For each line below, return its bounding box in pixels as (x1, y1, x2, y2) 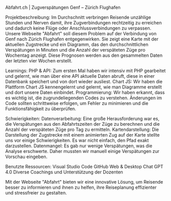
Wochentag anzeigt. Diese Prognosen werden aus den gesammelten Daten (5, 52, 163, 58)
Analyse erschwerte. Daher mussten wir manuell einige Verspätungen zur (5, 148, 160, 154)
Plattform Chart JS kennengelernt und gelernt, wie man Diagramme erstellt (5, 84, 162, 90)
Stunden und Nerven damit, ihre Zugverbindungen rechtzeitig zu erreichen (5, 20, 162, 26)
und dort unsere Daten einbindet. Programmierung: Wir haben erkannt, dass (5, 90, 165, 95)
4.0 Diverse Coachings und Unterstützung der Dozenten (5, 169, 123, 175)
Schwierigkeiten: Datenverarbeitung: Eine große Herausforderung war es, (5, 116, 159, 122)
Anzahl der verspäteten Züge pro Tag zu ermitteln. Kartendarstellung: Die (5, 126, 159, 132)
